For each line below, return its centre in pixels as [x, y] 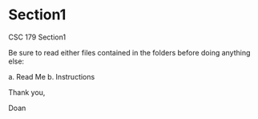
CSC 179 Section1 [37, 37]
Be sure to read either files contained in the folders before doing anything [129, 52]
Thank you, [27, 92]
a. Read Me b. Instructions [52, 76]
